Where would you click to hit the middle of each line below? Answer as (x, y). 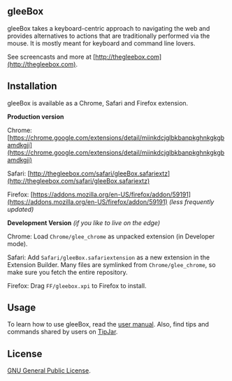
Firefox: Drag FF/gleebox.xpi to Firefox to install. (77, 285)
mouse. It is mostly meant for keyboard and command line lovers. (101, 43)
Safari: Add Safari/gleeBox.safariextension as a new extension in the (109, 257)
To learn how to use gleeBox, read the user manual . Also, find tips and (108, 324)
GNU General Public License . (49, 371)
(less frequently (191, 201)
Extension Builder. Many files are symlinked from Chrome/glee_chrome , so (111, 264)
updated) (21, 209)
